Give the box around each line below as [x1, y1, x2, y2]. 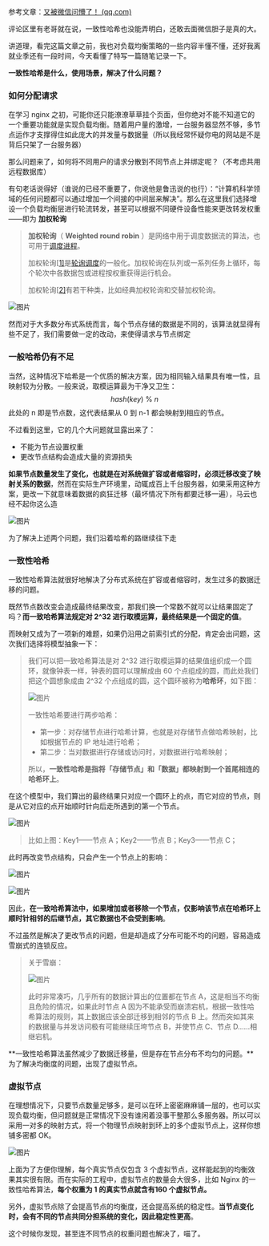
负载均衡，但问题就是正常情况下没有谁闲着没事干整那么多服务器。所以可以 [14, 1110, 261, 1120]
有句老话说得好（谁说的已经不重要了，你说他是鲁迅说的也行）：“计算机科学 [8, 184, 254, 194]
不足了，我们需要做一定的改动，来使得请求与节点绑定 [14, 330, 191, 339]
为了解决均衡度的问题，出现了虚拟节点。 [8, 1058, 142, 1068]
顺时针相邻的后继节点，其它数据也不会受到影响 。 [8, 913, 170, 923]
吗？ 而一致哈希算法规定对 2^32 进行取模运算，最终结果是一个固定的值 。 [8, 612, 247, 621]
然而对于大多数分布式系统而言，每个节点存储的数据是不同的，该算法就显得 [8, 319, 254, 329]
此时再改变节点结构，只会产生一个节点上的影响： [8, 852, 170, 862]
